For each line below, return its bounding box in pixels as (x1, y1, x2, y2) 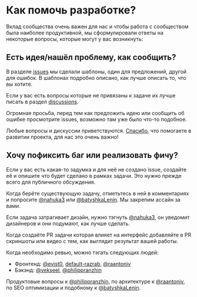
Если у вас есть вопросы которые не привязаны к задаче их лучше (6, 92, 176, 99)
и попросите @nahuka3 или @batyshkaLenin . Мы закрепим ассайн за (6, 196, 181, 203)
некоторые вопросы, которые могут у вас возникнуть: (6, 35, 143, 42)
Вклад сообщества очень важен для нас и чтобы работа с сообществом (6, 23, 189, 30)
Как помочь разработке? (6, 4, 136, 17)
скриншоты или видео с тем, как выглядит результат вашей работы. (6, 237, 178, 244)
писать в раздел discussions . (6, 98, 79, 105)
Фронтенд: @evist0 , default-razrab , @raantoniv (14, 260, 131, 267)
